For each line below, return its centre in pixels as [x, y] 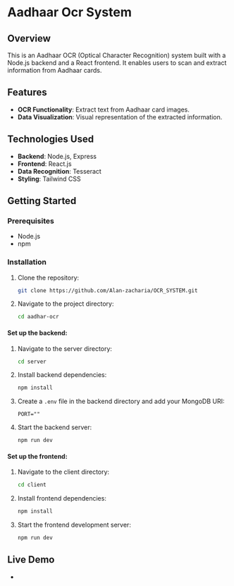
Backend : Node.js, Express [57, 156]
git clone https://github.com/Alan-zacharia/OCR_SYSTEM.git [107, 290]
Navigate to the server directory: [65, 348]
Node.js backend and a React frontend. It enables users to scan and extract [117, 63]
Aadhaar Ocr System [69, 12]
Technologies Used [50, 139]
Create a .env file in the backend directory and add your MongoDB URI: [121, 401]
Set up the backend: [38, 333]
